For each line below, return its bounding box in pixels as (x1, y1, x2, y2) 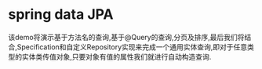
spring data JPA (8, 5, 114, 24)
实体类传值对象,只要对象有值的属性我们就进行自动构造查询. (21, 52, 212, 61)
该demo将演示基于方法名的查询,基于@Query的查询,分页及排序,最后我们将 (8, 32, 245, 42)
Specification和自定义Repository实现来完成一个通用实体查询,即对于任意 (16, 42, 248, 52)
